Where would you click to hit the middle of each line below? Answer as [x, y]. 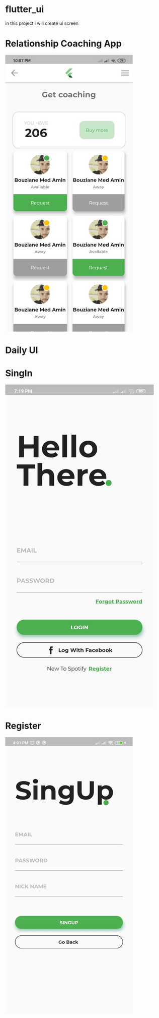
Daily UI [22, 350]
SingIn [19, 373]
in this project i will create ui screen [42, 23]
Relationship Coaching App [63, 44]
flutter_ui [25, 9]
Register [23, 726]
